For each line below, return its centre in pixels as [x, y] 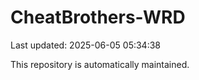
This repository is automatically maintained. [100, 64]
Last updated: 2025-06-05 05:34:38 [86, 45]
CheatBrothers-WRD [98, 17]
